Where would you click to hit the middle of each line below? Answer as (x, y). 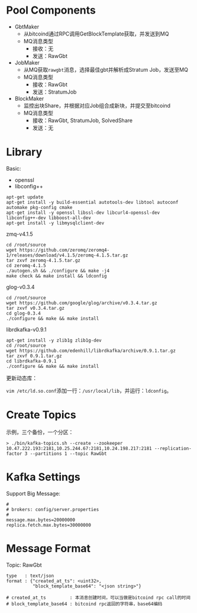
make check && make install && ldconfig (57, 276)
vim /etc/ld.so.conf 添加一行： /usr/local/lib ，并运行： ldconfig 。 (89, 390)
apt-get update (25, 197)
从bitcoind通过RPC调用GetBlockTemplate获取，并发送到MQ (96, 34)
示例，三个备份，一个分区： (40, 432)
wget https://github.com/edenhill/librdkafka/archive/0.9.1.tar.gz (91, 351)
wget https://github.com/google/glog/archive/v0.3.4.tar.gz (82, 303)
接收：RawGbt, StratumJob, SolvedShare (83, 120)
